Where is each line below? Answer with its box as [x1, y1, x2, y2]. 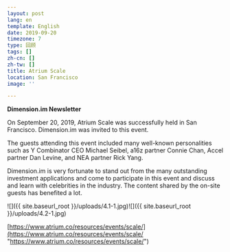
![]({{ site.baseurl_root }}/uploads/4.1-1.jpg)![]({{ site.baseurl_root [7, 202, 191, 210]
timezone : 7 [7, 36, 41, 43]
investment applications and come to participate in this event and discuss [7, 174, 215, 183]
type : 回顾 [7, 42, 36, 49]
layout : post [7, 10, 45, 17]
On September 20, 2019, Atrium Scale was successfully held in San [7, 118, 197, 127]
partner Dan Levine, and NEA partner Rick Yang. [7, 154, 143, 162]
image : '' [7, 80, 36, 87]
